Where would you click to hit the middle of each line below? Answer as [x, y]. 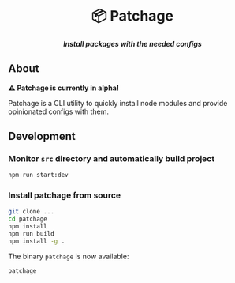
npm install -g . [37, 241]
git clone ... [32, 212]
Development [42, 136]
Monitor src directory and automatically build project [112, 158]
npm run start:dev [38, 175]
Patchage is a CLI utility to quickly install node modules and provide [118, 103]
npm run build [32, 234]
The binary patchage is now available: [69, 256]
